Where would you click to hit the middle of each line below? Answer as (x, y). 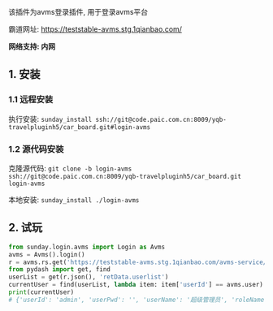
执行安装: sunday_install (50, 119)
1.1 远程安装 (31, 100)
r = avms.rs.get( (38, 262)
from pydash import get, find (60, 270)
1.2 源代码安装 (36, 149)
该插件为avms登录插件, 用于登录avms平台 (78, 12)
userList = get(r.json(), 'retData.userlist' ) (89, 277)
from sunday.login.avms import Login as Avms (87, 247)
